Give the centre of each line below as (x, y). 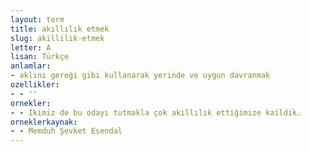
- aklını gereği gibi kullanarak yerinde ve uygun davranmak (140, 76)
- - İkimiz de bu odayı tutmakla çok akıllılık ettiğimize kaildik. (156, 112)
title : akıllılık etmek (60, 29)
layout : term (37, 19)
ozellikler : (35, 85)
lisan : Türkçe (40, 57)
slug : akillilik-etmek (57, 38)
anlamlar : (31, 66)
